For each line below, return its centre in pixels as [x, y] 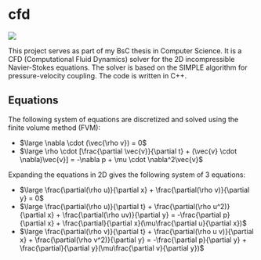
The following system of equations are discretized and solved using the [123, 119]
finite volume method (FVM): [54, 128]
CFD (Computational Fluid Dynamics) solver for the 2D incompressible [121, 59]
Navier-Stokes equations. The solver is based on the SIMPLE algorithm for [128, 67]
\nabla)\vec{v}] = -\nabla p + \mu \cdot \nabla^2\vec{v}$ [111, 159]
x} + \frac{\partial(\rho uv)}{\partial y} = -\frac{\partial [134, 215]
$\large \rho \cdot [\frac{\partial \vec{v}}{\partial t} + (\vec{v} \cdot [128, 151]
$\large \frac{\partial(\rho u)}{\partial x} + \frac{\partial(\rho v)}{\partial [134, 190]
